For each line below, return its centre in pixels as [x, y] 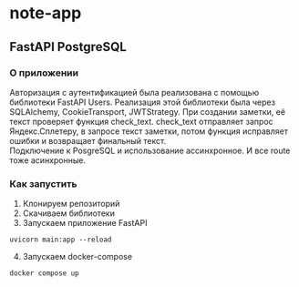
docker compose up [44, 273]
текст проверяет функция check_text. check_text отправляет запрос [141, 121]
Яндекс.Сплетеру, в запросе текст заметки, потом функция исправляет [149, 131]
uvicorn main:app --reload [61, 240]
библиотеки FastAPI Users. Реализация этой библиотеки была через [143, 102]
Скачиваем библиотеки [69, 213]
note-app [46, 13]
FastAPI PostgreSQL [68, 47]
